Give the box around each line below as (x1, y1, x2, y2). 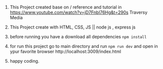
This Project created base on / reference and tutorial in (9, 4, 122, 10)
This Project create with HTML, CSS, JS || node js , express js (9, 24, 136, 30)
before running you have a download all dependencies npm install (9, 34, 147, 39)
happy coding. (9, 58, 40, 64)
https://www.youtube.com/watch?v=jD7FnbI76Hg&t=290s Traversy (9, 9, 148, 15)
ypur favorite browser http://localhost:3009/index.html (9, 49, 121, 54)
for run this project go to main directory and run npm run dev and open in (9, 43, 159, 49)
